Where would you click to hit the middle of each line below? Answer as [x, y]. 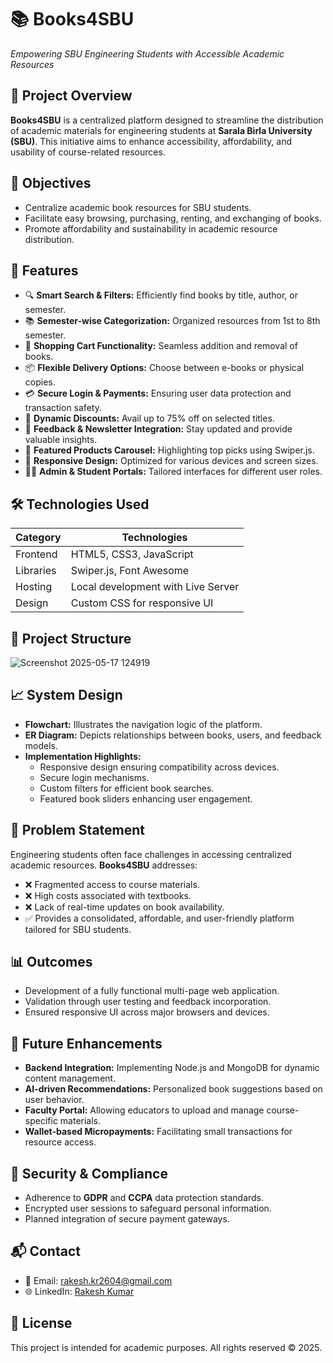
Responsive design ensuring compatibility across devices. [159, 767]
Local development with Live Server [155, 587]
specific [41, 1121]
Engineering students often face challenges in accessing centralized [151, 854]
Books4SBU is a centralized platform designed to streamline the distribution [167, 120]
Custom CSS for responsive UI [142, 603]
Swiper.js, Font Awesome [130, 571]
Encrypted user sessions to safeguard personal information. [148, 1208]
